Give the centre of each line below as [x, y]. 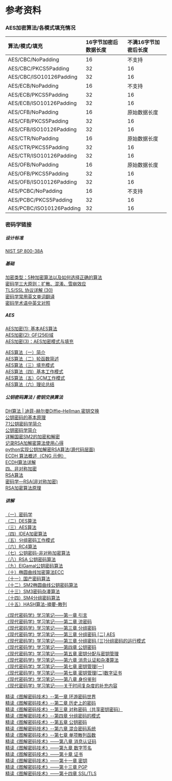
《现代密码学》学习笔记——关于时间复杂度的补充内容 [61, 686]
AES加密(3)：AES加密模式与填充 [39, 342]
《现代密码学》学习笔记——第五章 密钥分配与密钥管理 [62, 654]
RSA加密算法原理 [23, 488]
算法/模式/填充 [25, 46]
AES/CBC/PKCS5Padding [38, 69]
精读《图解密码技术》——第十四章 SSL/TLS [51, 774]
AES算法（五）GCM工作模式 [35, 378]
